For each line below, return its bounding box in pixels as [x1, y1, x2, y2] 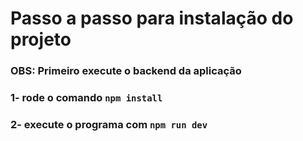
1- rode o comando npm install [10, 91, 163, 105]
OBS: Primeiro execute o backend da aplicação [10, 64, 242, 78]
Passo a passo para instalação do [10, 7, 294, 30]
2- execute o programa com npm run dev [10, 117, 208, 131]
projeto [10, 28, 72, 51]
